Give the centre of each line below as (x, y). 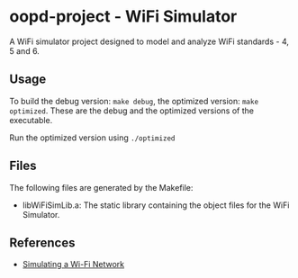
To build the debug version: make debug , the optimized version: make (134, 101)
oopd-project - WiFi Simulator (123, 17)
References (42, 242)
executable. (31, 120)
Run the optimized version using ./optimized (92, 138)
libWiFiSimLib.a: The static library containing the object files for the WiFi (156, 205)
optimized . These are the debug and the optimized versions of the (132, 111)
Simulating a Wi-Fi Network (73, 265)
